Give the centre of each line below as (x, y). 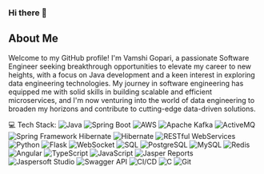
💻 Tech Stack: (32, 125)
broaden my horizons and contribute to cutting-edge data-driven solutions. (132, 109)
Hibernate (95, 136)
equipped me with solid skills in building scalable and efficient (110, 92)
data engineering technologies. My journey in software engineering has (126, 83)
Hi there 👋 (28, 13)
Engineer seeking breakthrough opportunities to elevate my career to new (130, 66)
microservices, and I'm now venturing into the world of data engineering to (132, 100)
